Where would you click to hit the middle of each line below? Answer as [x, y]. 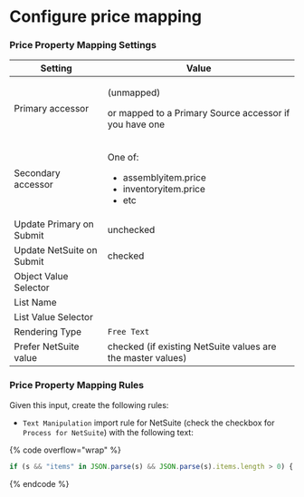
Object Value [41, 277]
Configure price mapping [105, 17]
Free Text [128, 332]
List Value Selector [53, 317]
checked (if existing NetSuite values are [192, 346]
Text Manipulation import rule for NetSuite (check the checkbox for [148, 423]
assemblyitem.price [164, 178]
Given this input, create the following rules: [89, 404]
